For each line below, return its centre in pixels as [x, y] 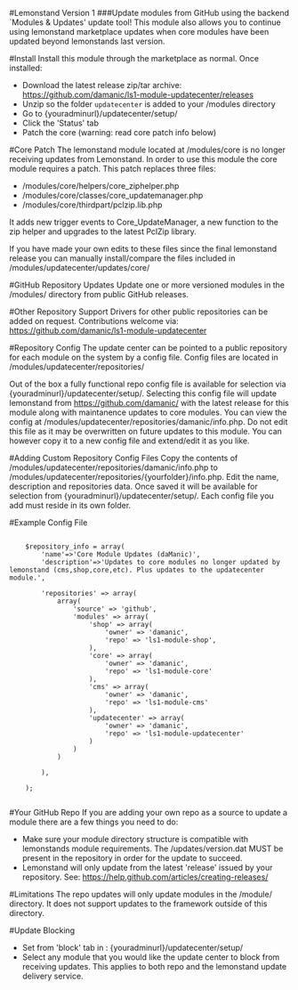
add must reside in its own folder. [70, 505]
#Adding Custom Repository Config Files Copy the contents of [124, 458]
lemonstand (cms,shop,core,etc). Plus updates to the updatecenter [137, 570]
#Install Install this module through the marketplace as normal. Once [134, 58]
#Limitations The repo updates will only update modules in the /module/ [141, 894]
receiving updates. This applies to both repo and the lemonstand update [154, 966]
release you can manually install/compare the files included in [122, 258]
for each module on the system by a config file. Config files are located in [144, 357]
